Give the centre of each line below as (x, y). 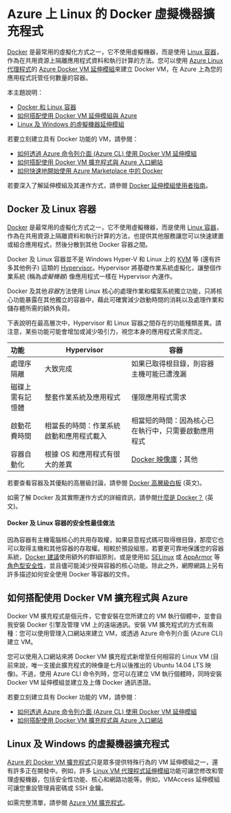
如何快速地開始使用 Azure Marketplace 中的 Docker (90, 170)
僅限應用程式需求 (159, 397)
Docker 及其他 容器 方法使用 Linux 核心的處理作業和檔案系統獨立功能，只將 (112, 291)
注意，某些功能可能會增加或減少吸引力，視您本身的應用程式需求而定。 (107, 331)
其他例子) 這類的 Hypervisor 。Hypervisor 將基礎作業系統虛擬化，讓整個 (114, 268)
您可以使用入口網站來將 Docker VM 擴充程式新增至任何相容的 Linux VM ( (110, 656)
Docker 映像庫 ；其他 (164, 459)
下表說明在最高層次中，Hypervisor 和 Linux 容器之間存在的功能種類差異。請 (114, 323)
